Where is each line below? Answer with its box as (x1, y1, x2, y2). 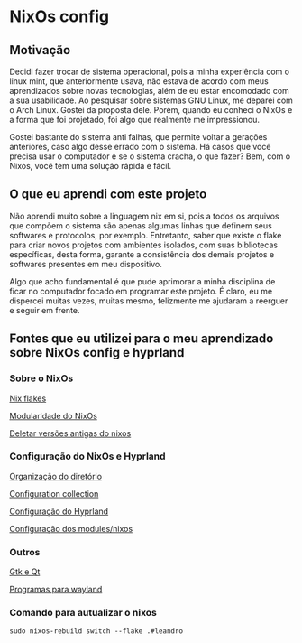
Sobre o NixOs (9, 372, 74, 385)
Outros (9, 545, 41, 558)
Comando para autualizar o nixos (9, 607, 158, 620)
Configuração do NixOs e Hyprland (9, 450, 166, 462)
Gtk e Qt (9, 566, 41, 577)
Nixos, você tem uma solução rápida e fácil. (9, 161, 172, 171)
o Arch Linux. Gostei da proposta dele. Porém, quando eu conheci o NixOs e (9, 105, 293, 115)
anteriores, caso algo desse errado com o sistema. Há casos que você (9, 142, 271, 152)
